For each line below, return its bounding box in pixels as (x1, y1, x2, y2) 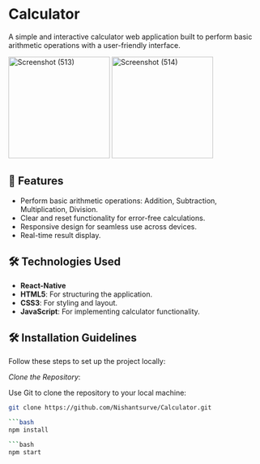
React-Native (19, 280, 66, 290)
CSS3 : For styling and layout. (19, 297, 118, 307)
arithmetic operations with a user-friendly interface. (8, 40, 181, 50)
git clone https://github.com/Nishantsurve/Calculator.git (8, 404, 212, 412)
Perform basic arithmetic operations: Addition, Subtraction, (19, 196, 217, 206)
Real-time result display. (19, 230, 101, 240)
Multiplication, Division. (19, 204, 99, 214)
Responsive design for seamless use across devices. (19, 221, 197, 232)
